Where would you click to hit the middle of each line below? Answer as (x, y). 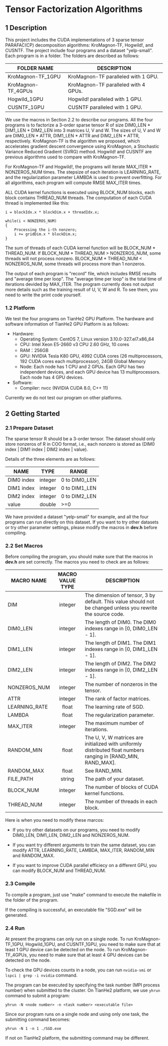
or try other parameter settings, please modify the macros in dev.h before (81, 527)
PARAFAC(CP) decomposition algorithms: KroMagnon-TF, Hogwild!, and (79, 45)
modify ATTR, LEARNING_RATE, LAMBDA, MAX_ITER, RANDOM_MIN (83, 850)
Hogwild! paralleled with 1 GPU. (105, 99)
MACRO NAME (29, 581)
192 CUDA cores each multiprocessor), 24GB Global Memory (83, 362)
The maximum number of (114, 723)
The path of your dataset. (114, 779)
